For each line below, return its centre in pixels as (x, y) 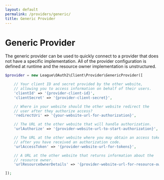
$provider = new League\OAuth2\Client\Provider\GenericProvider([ (74, 75)
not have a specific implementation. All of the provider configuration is (76, 61)
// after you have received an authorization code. (67, 142)
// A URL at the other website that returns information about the (84, 155)
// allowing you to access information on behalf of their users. (83, 89)
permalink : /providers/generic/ (38, 14)
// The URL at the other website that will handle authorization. (83, 125)
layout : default (21, 9)
